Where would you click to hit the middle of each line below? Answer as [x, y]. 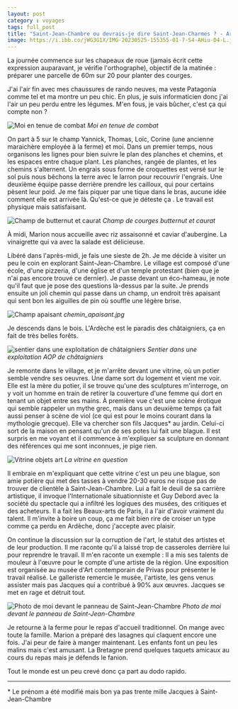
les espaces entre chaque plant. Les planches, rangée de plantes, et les [112, 162]
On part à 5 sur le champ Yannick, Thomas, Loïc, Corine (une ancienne [110, 140]
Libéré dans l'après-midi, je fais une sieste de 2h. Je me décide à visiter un [117, 256]
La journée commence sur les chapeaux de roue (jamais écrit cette [105, 60]
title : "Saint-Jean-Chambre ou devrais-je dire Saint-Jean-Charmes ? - [115, 34]
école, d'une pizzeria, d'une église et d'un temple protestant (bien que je [113, 271]
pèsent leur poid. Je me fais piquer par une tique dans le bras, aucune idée [117, 192]
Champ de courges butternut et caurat [159, 221]
